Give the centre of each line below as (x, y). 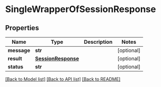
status (16, 67)
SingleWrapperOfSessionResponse (80, 9)
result (15, 59)
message (19, 50)
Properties (22, 28)
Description (98, 42)
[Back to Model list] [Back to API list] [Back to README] (63, 79)
